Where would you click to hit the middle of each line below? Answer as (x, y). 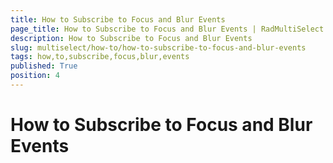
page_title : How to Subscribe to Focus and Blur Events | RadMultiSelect (167, 29)
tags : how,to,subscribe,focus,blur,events (100, 57)
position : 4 (35, 76)
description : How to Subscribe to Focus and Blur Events (131, 38)
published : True (44, 66)
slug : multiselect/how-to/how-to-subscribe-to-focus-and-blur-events (158, 47)
